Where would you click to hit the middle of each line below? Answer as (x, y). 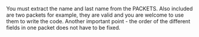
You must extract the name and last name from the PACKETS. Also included (99, 9)
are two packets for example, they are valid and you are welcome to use (95, 15)
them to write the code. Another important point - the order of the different (98, 21)
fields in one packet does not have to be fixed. (64, 27)
